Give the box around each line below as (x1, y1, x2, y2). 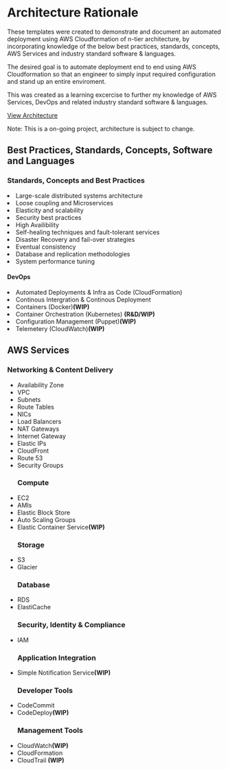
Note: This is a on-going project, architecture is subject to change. (7, 124, 195, 133)
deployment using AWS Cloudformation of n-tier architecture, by (7, 34, 190, 43)
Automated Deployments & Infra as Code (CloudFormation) (16, 288, 183, 296)
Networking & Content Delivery (7, 365, 113, 375)
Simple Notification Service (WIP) (16, 668, 111, 677)
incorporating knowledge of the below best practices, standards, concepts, (7, 42, 220, 50)
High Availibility (16, 220, 60, 229)
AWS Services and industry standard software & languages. (7, 49, 176, 58)
